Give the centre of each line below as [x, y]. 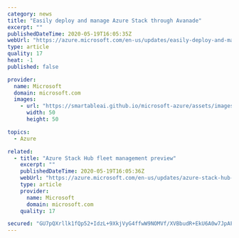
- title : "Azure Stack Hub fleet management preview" [95, 158]
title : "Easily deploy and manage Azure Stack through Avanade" [105, 21]
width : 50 [41, 113]
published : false [33, 67]
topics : [19, 132]
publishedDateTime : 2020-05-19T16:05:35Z [70, 34]
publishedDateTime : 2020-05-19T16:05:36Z [82, 171]
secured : [20, 224]
